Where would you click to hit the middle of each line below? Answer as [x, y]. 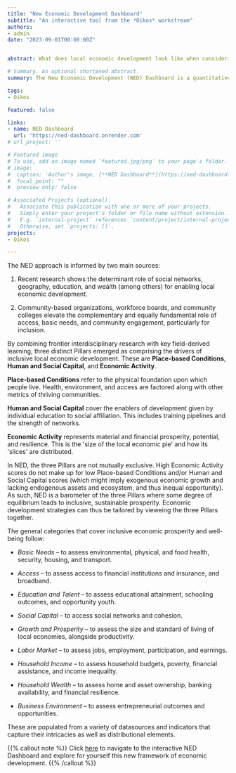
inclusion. [31, 330]
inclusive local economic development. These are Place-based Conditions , [117, 358]
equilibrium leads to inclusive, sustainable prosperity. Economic [99, 502]
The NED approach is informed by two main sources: [84, 266]
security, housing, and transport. [65, 560]
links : [17, 123]
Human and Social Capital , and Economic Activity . [82, 366]
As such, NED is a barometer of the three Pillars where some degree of [110, 495]
